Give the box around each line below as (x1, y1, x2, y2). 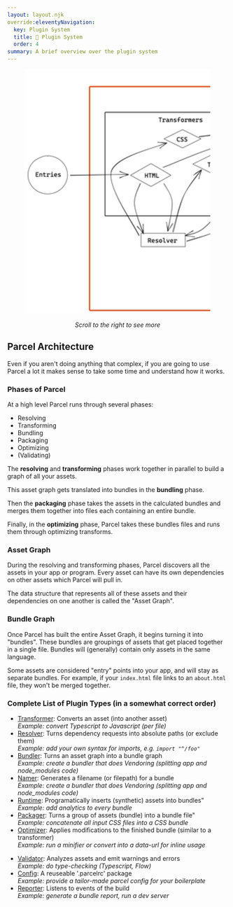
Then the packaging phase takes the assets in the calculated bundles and (7, 499, 221, 507)
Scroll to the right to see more (74, 321, 161, 329)
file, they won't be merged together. (7, 681, 111, 689)
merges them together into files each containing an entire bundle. (7, 507, 196, 515)
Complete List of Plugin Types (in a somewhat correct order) (7, 698, 217, 708)
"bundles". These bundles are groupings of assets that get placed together (7, 638, 223, 646)
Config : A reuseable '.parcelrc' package (17, 869, 132, 878)
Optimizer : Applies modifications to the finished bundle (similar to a (17, 826, 211, 834)
